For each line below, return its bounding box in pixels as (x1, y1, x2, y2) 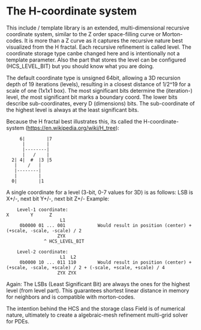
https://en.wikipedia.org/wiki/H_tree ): (27, 124, 119, 131)
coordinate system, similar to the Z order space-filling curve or (6, 30, 161, 37)
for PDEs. (6, 317, 30, 325)
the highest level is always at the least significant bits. (6, 106, 139, 113)
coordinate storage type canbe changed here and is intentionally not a (6, 49, 180, 57)
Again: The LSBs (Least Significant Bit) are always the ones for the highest (6, 280, 190, 287)
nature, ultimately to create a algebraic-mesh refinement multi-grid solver (6, 311, 188, 319)
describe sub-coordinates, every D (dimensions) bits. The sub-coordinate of (6, 99, 195, 107)
